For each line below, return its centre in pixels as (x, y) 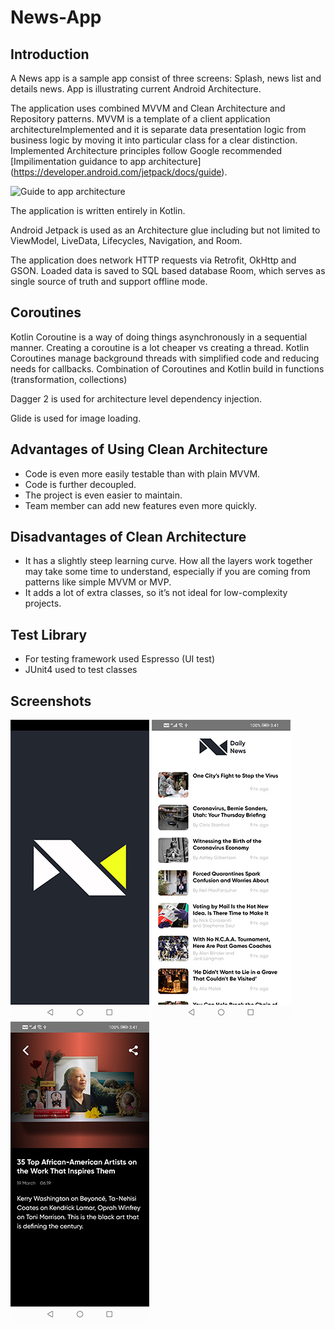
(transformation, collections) (69, 379)
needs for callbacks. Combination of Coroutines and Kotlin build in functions (167, 368)
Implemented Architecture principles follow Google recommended (146, 150)
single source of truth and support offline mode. (109, 281)
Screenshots (51, 701)
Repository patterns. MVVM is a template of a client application (140, 119)
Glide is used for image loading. (76, 418)
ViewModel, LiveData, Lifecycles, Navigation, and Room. (126, 240)
